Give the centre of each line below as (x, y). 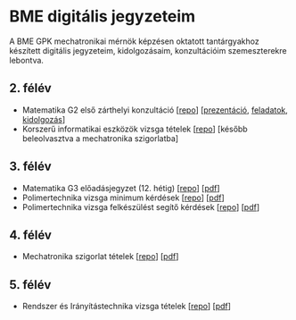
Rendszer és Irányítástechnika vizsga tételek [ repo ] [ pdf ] (127, 307)
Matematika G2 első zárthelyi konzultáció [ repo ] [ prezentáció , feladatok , (155, 110)
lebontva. (27, 60)
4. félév (30, 235)
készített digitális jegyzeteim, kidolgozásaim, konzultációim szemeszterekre (148, 50)
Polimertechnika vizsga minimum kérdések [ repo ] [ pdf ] (123, 198)
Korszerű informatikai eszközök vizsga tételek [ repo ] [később (135, 129)
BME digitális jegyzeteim (103, 17)
